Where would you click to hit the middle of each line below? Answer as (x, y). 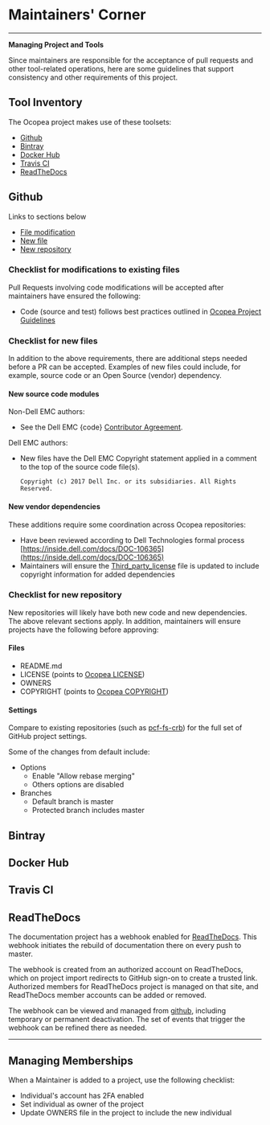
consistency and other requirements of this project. (93, 77)
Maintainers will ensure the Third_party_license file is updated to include (139, 565)
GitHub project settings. (48, 737)
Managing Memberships (71, 1060)
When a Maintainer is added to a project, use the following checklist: (122, 1080)
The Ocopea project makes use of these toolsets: (90, 121)
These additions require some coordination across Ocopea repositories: (127, 524)
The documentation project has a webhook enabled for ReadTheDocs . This (133, 937)
